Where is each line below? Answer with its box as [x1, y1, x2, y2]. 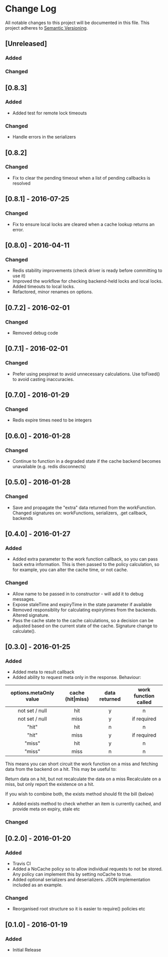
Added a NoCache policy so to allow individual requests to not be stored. [12, 866, 163, 872]
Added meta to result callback [12, 669, 74, 675]
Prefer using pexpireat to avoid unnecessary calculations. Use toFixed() [12, 371, 160, 377]
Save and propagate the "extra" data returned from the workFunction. [12, 504, 156, 510]
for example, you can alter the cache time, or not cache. [12, 567, 128, 573]
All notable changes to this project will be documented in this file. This [5, 20, 150, 26]
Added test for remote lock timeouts [12, 110, 87, 116]
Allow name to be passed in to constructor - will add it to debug [12, 591, 144, 597]
